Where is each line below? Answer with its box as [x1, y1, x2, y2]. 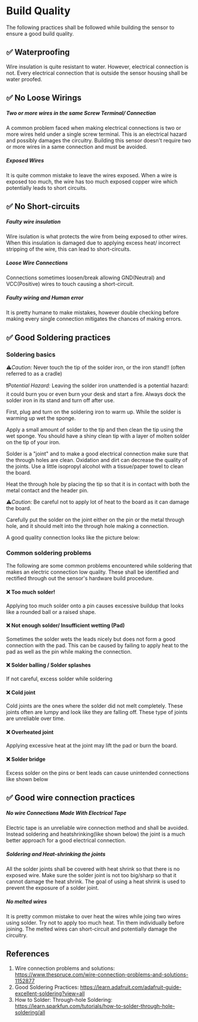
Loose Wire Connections [6, 259, 68, 266]
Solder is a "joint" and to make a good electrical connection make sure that [6, 450, 189, 457]
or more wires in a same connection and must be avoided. [6, 144, 148, 151]
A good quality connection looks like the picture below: [6, 534, 140, 541]
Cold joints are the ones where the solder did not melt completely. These [6, 702, 183, 709]
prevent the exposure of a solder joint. [6, 884, 99, 891]
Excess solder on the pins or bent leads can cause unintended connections [6, 769, 189, 776]
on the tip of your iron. [6, 439, 61, 446]
